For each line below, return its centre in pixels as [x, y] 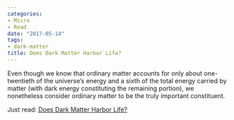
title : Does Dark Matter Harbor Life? [64, 54]
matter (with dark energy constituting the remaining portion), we [101, 88]
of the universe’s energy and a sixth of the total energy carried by [132, 80]
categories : [25, 14]
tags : [15, 40]
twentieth [21, 80]
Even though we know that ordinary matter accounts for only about [105, 73]
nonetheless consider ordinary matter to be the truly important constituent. [116, 95]
